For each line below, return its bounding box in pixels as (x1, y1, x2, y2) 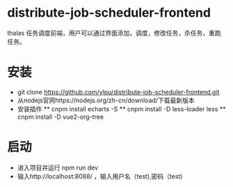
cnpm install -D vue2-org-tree (17, 113, 104, 121)
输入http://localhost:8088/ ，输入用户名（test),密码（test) (17, 172, 183, 180)
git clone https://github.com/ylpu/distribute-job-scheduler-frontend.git (17, 88, 220, 96)
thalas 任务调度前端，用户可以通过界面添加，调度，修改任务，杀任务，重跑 (7, 29, 221, 37)
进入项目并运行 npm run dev (17, 163, 99, 172)
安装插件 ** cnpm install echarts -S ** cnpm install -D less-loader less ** (17, 104, 226, 113)
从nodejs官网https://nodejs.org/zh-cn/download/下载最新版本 (17, 96, 195, 104)
